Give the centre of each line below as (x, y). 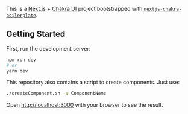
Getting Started (36, 34)
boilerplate (21, 16)
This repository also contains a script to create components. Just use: (93, 82)
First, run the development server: (49, 48)
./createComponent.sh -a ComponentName (56, 93)
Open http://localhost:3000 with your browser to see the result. (85, 105)
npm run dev (21, 60)
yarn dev (17, 71)
